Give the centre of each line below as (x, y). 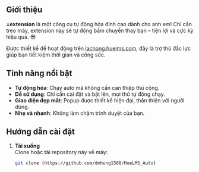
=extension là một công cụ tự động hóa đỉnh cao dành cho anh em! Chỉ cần (99, 24)
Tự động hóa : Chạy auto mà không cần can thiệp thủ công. (87, 87)
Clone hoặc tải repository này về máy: (61, 152)
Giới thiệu (24, 10)
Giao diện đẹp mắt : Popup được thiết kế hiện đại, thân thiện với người (99, 100)
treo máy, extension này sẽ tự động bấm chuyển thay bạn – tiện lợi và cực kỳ (100, 30)
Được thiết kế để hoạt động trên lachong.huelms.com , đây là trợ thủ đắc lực (99, 48)
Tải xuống (27, 146)
